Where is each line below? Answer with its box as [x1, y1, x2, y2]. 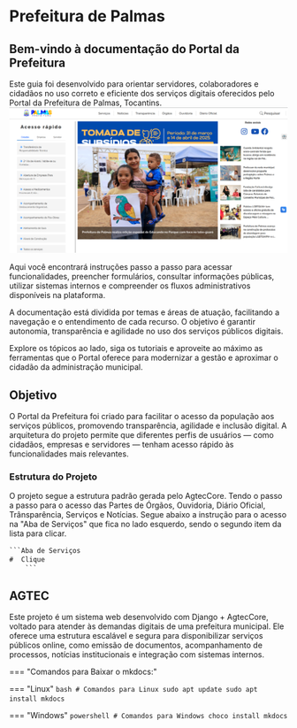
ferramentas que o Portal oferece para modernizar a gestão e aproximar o [9, 352, 278, 364]
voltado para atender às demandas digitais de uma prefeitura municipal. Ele [9, 621, 285, 632]
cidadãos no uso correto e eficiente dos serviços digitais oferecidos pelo [9, 88, 275, 98]
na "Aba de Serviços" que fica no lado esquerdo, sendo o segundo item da [9, 519, 282, 530]
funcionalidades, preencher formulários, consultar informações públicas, [9, 272, 275, 282]
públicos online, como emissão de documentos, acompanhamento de [9, 640, 263, 651]
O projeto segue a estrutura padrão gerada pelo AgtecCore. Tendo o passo [9, 491, 283, 502]
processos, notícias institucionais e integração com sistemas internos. [9, 649, 265, 660]
